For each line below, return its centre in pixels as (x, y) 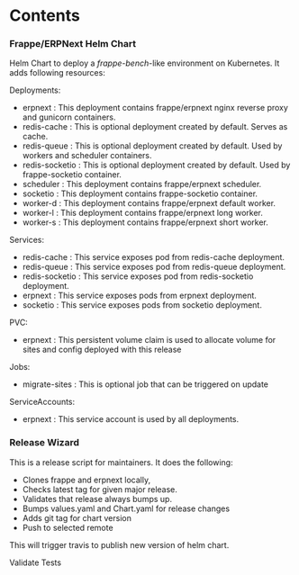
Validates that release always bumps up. (97, 499)
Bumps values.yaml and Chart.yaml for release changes (126, 508)
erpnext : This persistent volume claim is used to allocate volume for (149, 340)
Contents (45, 16)
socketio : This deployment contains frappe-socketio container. (140, 193)
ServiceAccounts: (42, 402)
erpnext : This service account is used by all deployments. (131, 419)
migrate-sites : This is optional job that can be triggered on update (145, 384)
